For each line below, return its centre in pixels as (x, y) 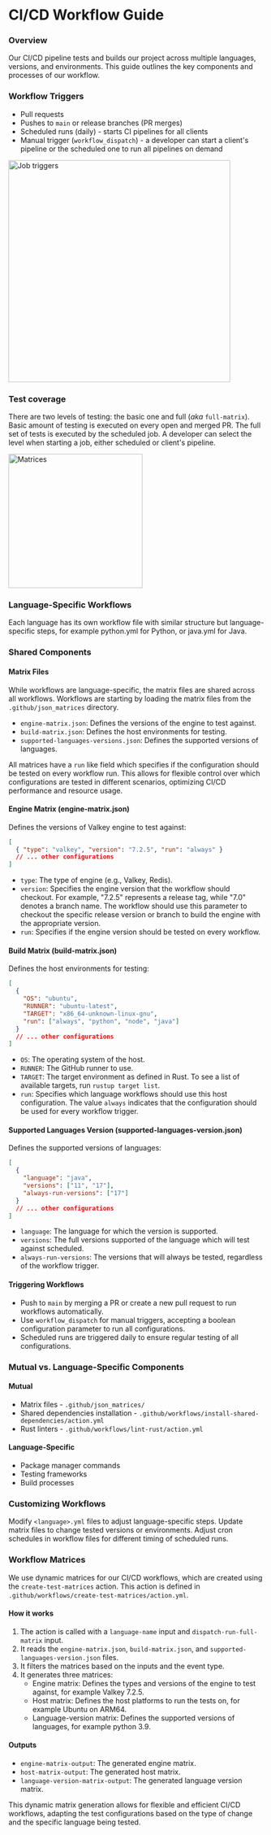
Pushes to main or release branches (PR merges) (101, 123)
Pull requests (42, 114)
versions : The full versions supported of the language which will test (135, 1240)
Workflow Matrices (47, 1560)
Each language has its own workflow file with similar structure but (118, 623)
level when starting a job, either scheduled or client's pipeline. (112, 443)
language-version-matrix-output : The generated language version (131, 1781)
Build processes (47, 1483)
